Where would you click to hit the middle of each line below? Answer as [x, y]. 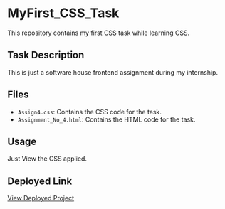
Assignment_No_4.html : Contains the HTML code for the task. [106, 119]
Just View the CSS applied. [47, 159]
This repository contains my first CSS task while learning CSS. [99, 33]
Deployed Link [40, 181]
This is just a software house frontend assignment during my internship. [113, 72]
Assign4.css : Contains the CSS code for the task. [90, 112]
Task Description [46, 55]
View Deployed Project [41, 198]
